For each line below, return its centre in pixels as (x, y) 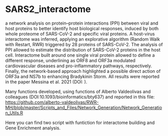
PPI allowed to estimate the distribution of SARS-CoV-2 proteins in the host (83, 50)
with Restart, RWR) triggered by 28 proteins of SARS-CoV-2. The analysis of (84, 44)
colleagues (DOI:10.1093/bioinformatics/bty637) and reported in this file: (80, 97)
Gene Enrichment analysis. (33, 128)
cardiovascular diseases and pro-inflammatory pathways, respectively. (79, 66)
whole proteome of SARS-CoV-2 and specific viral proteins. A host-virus (80, 34)
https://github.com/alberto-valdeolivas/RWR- (52, 102)
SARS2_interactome (48, 9)
